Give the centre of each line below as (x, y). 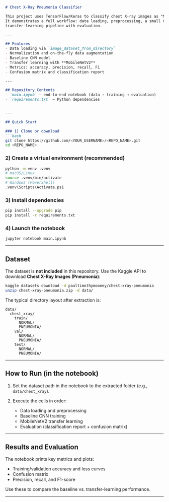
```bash (13, 136)
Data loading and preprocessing (53, 410)
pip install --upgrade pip (33, 211)
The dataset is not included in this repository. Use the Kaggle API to (76, 271)
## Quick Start (21, 122)
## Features (18, 44)
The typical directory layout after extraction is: (53, 300)
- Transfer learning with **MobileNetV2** (50, 62)
